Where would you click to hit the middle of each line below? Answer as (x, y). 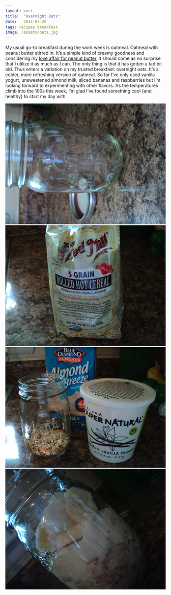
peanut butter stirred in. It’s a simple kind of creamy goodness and (75, 53)
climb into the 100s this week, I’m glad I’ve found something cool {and (78, 91)
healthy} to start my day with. (36, 97)
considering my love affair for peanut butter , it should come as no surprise (83, 58)
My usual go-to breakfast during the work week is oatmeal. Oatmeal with (82, 48)
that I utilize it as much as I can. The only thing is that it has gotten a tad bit (84, 64)
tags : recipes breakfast (32, 27)
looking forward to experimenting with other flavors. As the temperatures (82, 86)
